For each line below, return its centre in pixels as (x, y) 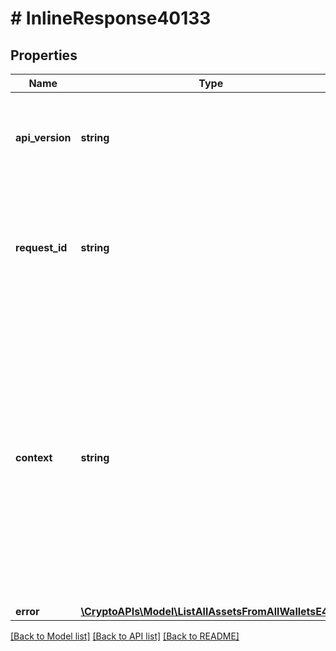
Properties (44, 55)
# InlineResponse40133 (111, 18)
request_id (41, 247)
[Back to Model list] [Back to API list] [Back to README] (125, 636)
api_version (43, 137)
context (34, 457)
